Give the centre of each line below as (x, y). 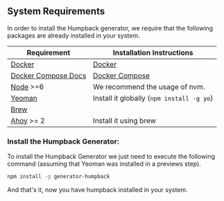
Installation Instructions (153, 53)
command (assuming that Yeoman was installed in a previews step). (104, 164)
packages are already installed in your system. (74, 35)
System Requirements (56, 11)
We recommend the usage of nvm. (149, 87)
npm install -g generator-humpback (59, 177)
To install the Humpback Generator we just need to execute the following (111, 157)
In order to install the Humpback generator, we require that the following (110, 28)
